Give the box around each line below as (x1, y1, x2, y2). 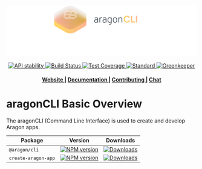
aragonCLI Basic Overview (6, 97, 142, 111)
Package (21, 137, 44, 144)
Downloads (105, 137, 135, 144)
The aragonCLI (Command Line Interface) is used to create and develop (6, 117, 186, 124)
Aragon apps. (6, 123, 41, 130)
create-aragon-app (8, 155, 56, 161)
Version (69, 137, 90, 144)
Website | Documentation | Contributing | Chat (42, 75, 161, 83)
